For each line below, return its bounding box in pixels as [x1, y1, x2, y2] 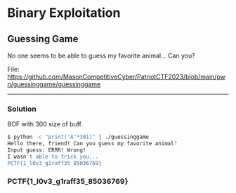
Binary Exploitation [7, 5, 121, 21]
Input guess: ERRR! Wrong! [7, 147, 86, 154]
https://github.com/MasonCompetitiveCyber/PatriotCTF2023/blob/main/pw [7, 72, 226, 81]
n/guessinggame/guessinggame [7, 80, 101, 88]
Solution [7, 104, 37, 114]
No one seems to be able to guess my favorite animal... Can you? [7, 51, 195, 60]
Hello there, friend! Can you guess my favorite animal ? [7, 140, 178, 147]
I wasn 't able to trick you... [7, 153, 99, 160]
